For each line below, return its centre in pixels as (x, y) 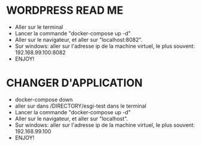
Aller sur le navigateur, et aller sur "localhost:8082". (79, 39)
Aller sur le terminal (39, 27)
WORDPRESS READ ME (65, 10)
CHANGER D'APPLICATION (74, 83)
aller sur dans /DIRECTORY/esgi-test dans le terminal (81, 106)
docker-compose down (44, 99)
